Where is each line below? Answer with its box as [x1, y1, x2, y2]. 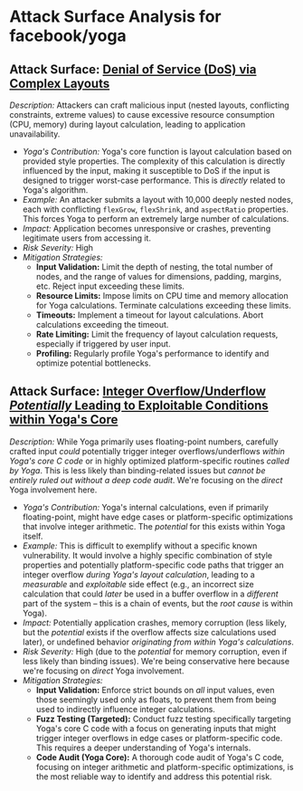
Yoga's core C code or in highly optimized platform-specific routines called [9, 455, 289, 466]
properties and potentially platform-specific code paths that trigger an [22, 559, 285, 570]
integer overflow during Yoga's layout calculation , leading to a [22, 568, 255, 580]
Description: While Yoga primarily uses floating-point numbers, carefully [9, 436, 279, 447]
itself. [22, 530, 43, 541]
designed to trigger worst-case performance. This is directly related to [22, 175, 286, 186]
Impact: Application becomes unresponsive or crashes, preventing [22, 224, 271, 233]
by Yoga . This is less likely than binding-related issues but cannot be [9, 464, 266, 476]
